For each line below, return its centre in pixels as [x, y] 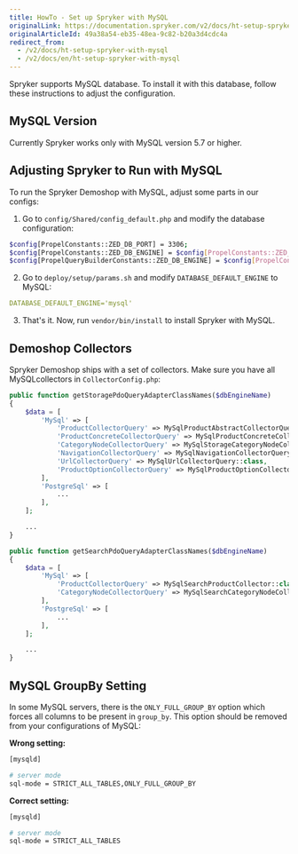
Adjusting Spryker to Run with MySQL [116, 171]
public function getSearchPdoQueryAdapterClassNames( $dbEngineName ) [138, 551]
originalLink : [35, 26]
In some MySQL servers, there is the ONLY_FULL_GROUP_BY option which [137, 707]
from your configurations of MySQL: [75, 726]
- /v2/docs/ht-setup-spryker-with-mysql [93, 51]
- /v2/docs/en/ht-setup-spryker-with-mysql [98, 59]
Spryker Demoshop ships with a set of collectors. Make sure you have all [142, 369]
